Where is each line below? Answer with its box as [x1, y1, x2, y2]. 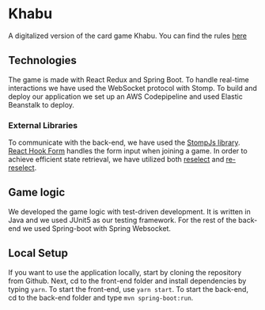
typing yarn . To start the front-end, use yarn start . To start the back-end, [8, 284, 249, 293]
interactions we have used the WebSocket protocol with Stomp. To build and [8, 83, 257, 93]
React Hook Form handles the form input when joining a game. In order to [8, 146, 248, 156]
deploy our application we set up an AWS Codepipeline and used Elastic [8, 92, 243, 101]
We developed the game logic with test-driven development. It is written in [8, 206, 251, 216]
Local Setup [8, 247, 69, 260]
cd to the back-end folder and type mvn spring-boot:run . [8, 293, 194, 302]
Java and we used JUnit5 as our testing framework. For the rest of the [8, 215, 237, 225]
